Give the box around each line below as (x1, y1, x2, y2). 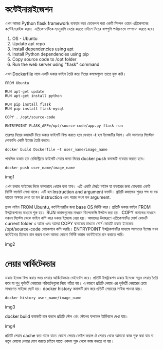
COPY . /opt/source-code (5, 115, 55, 119)
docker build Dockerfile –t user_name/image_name (5, 147, 108, 152)
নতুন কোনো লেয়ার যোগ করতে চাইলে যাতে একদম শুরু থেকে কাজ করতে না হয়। (5, 338, 114, 344)
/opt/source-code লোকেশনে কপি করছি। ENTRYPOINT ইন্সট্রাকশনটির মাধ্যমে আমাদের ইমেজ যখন (5, 226, 158, 232)
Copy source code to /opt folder (12, 56, 77, 62)
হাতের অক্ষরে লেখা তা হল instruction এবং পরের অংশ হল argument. (5, 194, 111, 200)
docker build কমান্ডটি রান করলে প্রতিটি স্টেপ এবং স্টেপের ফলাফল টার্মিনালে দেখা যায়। (5, 313, 129, 319)
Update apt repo (12, 40, 45, 46)
